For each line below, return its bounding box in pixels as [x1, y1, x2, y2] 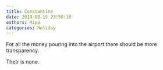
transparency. [6, 47, 40, 54]
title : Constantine [6, 8, 54, 15]
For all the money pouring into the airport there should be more [6, 41, 157, 48]
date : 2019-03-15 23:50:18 [6, 14, 72, 20]
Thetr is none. [6, 58, 40, 65]
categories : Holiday [6, 24, 56, 31]
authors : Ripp [6, 19, 41, 25]
